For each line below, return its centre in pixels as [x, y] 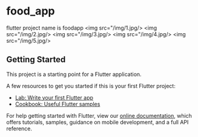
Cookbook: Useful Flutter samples [58, 104]
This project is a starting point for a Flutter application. [74, 74]
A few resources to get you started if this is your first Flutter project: [91, 86]
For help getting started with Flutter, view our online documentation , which [99, 115]
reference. [19, 129]
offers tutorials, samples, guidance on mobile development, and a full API [97, 122]
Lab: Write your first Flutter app [54, 97]
